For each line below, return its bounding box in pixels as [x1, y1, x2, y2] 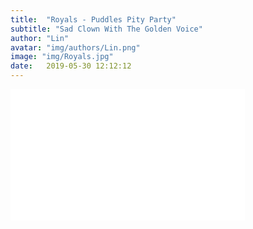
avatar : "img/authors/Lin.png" [10, 42, 141, 53]
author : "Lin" [10, 33, 70, 43]
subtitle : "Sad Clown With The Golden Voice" [10, 24, 203, 34]
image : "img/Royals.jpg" [10, 52, 114, 62]
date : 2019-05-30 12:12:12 [10, 61, 132, 71]
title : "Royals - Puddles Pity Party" [10, 14, 177, 25]
